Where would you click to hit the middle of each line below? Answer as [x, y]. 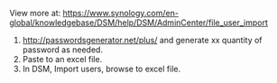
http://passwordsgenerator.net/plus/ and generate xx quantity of [143, 40]
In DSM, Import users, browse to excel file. [102, 69]
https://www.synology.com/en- [120, 13]
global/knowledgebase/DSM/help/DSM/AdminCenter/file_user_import [139, 23]
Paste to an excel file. [62, 59]
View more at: [35, 13]
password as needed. [63, 50]
